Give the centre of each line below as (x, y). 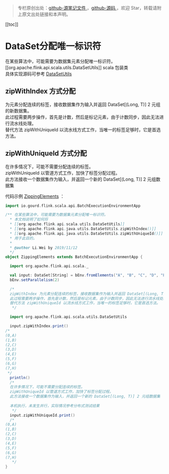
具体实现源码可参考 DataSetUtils (38, 74)
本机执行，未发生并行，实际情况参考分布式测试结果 (55, 406)
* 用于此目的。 (23, 238)
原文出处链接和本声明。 (46, 14)
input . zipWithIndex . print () (39, 326)
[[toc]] (12, 24)
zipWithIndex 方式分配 (40, 91)
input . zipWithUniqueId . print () (43, 415)
